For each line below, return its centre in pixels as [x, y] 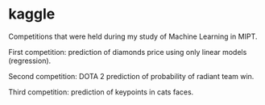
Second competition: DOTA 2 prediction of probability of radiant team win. [131, 76]
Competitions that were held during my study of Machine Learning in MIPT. [133, 36]
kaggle [32, 14]
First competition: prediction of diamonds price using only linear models [128, 52]
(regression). [30, 61]
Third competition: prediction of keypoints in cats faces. [101, 92]
